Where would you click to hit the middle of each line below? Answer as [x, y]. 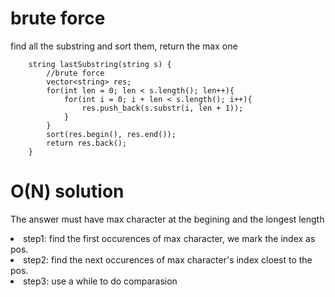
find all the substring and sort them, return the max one [124, 46]
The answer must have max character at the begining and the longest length [167, 219]
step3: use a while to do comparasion [100, 281]
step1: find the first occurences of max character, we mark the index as [169, 238]
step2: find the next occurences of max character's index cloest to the [168, 259]
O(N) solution [67, 191]
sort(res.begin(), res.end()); [111, 134]
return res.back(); [87, 143]
